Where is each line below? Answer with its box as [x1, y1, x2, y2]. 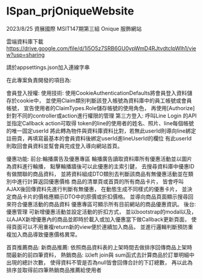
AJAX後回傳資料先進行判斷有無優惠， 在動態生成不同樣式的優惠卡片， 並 [6, 185, 187, 192]
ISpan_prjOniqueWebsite [6, 4, 135, 18]
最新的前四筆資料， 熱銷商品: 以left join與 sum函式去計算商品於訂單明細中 [11, 251, 195, 258]
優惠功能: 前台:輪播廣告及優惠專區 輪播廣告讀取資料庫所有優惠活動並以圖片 [6, 155, 192, 162]
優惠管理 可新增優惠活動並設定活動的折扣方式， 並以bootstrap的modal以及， [6, 208, 197, 215]
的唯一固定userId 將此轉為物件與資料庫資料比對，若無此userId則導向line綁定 [6, 127, 196, 134]
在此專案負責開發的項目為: [6, 76, 72, 84]
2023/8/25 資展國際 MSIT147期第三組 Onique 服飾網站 [6, 25, 142, 32]
